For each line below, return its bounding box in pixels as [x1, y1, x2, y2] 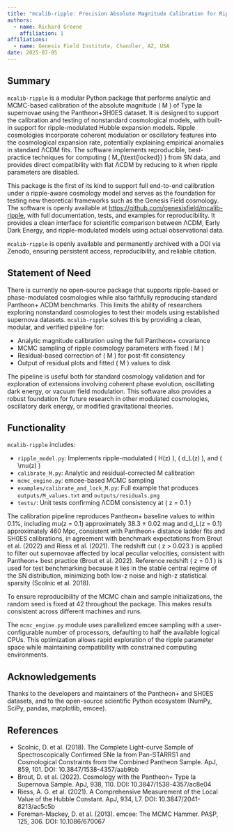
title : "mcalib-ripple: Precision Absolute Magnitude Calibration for [7, 10, 217, 17]
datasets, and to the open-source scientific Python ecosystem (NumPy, [7, 696, 212, 706]
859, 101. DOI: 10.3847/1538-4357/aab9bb [17, 765, 139, 773]
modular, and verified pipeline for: [7, 323, 104, 331]
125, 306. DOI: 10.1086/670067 [17, 817, 106, 825]
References [7, 724, 58, 736]
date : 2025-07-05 [7, 50, 58, 57]
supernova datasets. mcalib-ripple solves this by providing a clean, [7, 315, 202, 323]
